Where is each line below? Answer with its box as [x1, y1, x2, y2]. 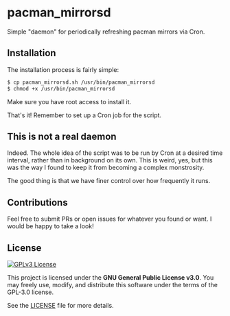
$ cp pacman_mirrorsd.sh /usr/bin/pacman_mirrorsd [7, 79, 155, 86]
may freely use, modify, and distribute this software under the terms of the [7, 280, 218, 289]
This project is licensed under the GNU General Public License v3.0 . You [7, 273, 214, 282]
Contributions [7, 197, 68, 208]
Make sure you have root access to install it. [7, 97, 132, 106]
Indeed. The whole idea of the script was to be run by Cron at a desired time [7, 149, 223, 157]
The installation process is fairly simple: [7, 65, 119, 73]
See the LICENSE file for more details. [7, 301, 115, 309]
